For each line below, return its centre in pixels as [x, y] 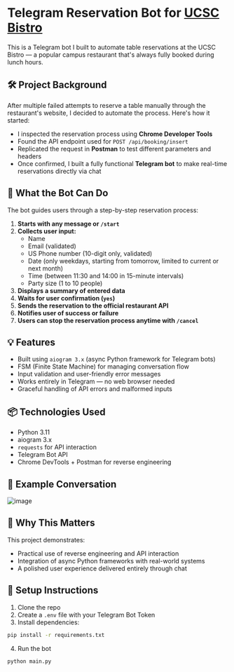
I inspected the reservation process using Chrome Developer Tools [115, 134]
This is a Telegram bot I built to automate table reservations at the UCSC [111, 47]
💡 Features [32, 342]
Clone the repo [39, 607]
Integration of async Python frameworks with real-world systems [111, 561]
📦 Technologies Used [57, 412]
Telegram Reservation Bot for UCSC [113, 13]
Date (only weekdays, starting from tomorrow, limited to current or [123, 261]
